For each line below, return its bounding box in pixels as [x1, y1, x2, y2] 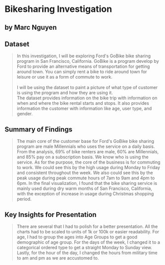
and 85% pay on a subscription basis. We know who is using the [16, 154, 149, 160]
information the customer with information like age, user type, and [16, 105, 152, 112]
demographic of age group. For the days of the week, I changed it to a [16, 239, 161, 245]
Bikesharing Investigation [4, 3, 112, 15]
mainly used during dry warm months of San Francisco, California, [16, 185, 152, 191]
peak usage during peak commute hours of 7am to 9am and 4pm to [16, 175, 155, 181]
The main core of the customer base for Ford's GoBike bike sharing [16, 138, 155, 144]
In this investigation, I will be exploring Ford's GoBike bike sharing [16, 53, 151, 59]
